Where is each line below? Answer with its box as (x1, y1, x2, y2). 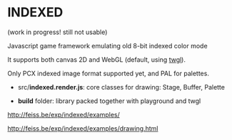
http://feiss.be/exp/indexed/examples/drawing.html (7, 124, 158, 132)
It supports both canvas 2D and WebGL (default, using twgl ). (7, 55, 186, 64)
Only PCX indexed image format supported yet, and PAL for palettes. (7, 69, 209, 77)
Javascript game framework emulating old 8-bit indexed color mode (7, 41, 208, 50)
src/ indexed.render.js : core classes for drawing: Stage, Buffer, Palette (17, 82, 225, 91)
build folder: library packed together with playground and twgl (17, 97, 201, 105)
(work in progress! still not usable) (7, 28, 108, 36)
